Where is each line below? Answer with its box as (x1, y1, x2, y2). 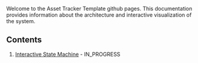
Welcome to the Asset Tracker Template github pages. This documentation (6, 5, 193, 12)
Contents (6, 35, 42, 45)
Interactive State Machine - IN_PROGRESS (14, 51, 121, 58)
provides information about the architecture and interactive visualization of (6, 11, 192, 18)
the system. (6, 18, 36, 24)
